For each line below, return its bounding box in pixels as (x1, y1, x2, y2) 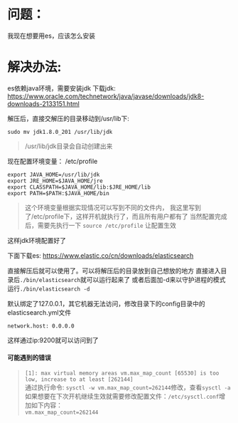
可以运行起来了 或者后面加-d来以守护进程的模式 (86, 275, 226, 283)
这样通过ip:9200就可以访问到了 (7, 335, 99, 344)
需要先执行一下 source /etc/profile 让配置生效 (37, 221, 176, 229)
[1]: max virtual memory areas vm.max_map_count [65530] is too (24, 370, 220, 377)
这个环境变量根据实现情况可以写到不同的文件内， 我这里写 (24, 203, 195, 211)
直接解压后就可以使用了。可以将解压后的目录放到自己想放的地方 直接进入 (7, 266, 221, 275)
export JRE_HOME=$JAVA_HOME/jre (7, 177, 103, 184)
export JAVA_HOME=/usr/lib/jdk (7, 171, 100, 178)
